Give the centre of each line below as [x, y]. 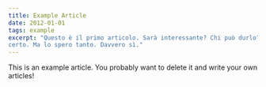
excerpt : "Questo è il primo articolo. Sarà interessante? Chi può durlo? [134, 38]
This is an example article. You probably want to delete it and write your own [133, 67]
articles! [21, 76]
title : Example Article [47, 15]
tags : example [32, 30]
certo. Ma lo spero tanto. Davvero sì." [76, 45]
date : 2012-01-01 [37, 23]
